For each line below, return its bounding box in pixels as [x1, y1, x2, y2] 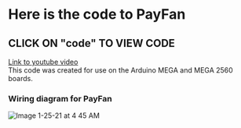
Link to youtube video [8, 57, 79, 66]
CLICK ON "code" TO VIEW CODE [8, 37, 175, 50]
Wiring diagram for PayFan [8, 93, 112, 104]
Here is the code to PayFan [8, 5, 186, 23]
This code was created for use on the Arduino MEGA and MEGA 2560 [8, 66, 233, 75]
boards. [8, 74, 33, 83]
